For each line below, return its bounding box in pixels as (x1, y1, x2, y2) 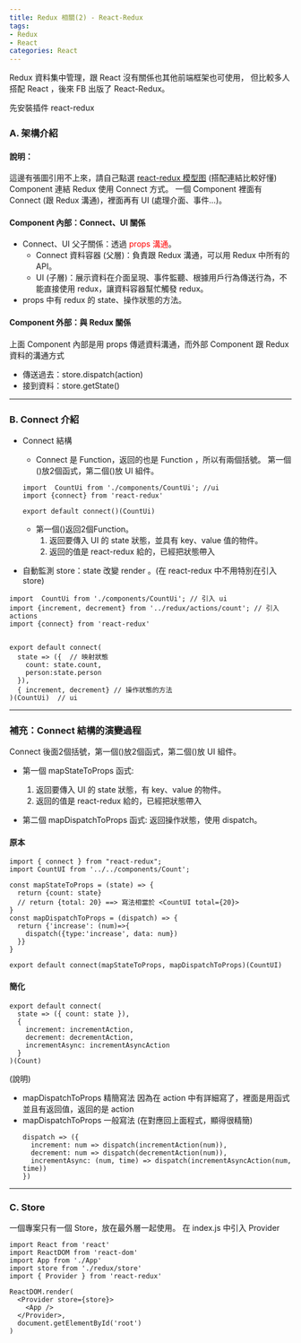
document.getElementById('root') (17, 1319, 142, 1328)
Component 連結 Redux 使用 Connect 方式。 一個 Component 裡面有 (9, 184, 262, 195)
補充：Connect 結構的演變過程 (9, 723, 142, 736)
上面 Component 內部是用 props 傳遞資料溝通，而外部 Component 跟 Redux (9, 338, 289, 350)
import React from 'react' (9, 1240, 110, 1249)
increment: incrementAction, (25, 1025, 134, 1034)
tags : (9, 22, 30, 30)
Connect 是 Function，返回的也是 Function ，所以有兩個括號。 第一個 (35, 454, 292, 464)
